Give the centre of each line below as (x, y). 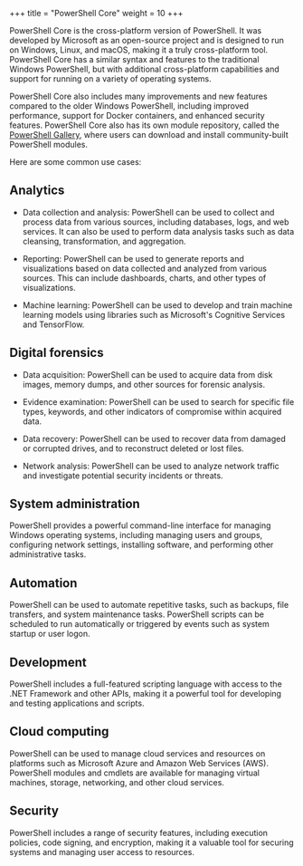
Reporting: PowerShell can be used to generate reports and (133, 258)
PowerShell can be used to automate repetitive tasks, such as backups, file (149, 605)
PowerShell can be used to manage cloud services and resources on (137, 753)
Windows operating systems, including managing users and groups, (136, 535)
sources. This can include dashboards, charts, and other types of (144, 278)
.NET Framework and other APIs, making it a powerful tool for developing (146, 694)
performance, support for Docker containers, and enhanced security (137, 115)
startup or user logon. (50, 634)
